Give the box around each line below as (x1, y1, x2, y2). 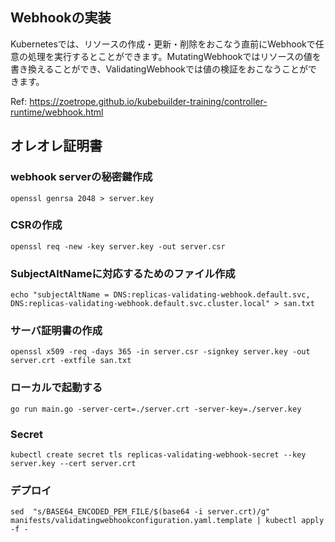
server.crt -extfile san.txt (10, 356, 132, 366)
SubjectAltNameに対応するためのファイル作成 (10, 266, 236, 280)
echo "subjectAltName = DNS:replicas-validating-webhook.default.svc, (10, 290, 311, 300)
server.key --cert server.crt (10, 458, 137, 468)
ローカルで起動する (10, 381, 103, 395)
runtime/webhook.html (10, 106, 104, 118)
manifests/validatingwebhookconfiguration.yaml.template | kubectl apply (10, 516, 325, 526)
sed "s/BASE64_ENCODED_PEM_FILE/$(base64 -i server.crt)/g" (10, 507, 271, 517)
